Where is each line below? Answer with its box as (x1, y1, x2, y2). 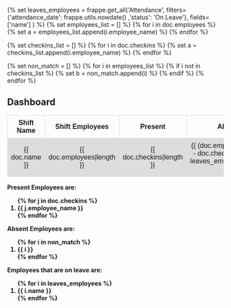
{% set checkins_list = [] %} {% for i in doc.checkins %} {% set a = (7, 41, 197, 49)
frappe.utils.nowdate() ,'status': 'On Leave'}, (63, 13, 189, 21)
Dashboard (7, 96, 56, 108)
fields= (190, 13, 210, 21)
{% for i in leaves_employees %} (16, 279, 112, 287)
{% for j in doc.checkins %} (16, 196, 98, 205)
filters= (166, 6, 187, 14)
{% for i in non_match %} (16, 238, 91, 246)
